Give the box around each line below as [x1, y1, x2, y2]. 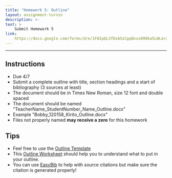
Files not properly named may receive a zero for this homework [12, 117, 147, 123]
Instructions [5, 60, 45, 69]
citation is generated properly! [12, 167, 77, 173]
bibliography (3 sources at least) [12, 84, 81, 90]
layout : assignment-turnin [5, 12, 63, 17]
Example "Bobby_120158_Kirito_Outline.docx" [12, 111, 108, 118]
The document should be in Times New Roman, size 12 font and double [12, 90, 163, 96]
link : [5, 31, 17, 36]
